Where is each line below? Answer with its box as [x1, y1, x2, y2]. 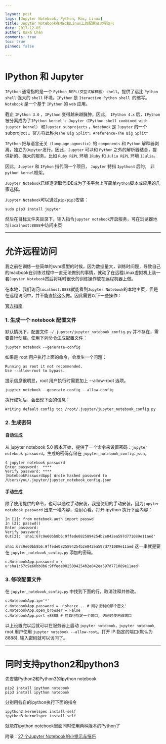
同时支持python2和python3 [5, 658, 120, 670]
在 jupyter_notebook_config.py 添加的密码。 [5, 549, 96, 555]
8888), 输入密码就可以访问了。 [5, 635, 68, 640]
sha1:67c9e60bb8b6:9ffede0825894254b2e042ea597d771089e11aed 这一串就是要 [5, 543, 161, 549]
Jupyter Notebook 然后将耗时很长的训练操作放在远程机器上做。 [9, 275, 136, 281]
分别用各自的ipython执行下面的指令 [5, 699, 77, 705]
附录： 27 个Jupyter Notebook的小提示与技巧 [5, 734, 96, 740]
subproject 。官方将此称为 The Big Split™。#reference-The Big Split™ [5, 130, 149, 136]
